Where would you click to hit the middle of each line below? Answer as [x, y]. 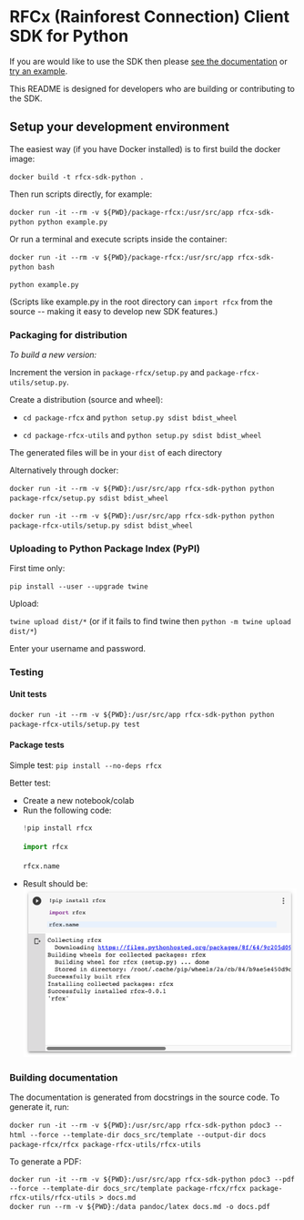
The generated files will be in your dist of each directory [116, 453]
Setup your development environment [120, 127]
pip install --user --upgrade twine [79, 587]
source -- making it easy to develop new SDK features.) [114, 311]
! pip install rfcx [57, 828]
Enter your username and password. [78, 649]
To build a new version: [53, 355]
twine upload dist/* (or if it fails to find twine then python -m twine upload [150, 621]
